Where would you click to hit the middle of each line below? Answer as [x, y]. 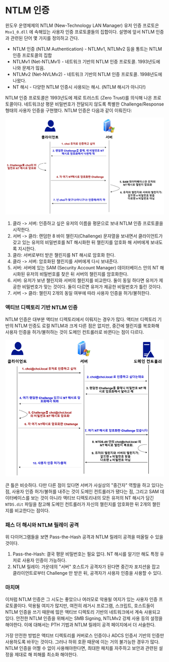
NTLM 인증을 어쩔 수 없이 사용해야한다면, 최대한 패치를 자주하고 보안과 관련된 [81, 648]
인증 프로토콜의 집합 [32, 55]
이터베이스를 [18, 498]
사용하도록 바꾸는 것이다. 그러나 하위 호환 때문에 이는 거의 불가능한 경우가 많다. [82, 642]
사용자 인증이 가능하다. [44, 560]
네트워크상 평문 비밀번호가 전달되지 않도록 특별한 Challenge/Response [94, 104]
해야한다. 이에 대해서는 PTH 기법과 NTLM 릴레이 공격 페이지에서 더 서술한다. [80, 625]
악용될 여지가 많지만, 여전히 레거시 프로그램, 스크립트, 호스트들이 [91, 606]
